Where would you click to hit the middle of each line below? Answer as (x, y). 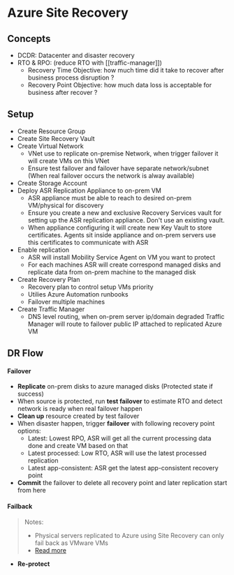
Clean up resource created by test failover (78, 416)
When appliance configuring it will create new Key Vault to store (120, 227)
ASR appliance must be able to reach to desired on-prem (110, 197)
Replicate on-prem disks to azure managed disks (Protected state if (115, 387)
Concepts (29, 39)
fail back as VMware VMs (71, 543)
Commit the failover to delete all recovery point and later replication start (122, 483)
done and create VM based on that (78, 446)
